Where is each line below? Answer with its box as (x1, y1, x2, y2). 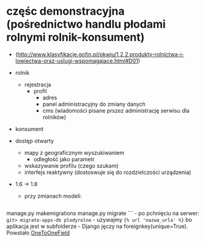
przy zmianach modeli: (24, 192, 82, 200)
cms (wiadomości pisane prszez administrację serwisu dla (42, 107, 190, 114)
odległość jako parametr (33, 155, 95, 163)
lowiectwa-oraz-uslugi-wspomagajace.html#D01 (15, 57, 139, 64)
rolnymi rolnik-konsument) (6, 31, 145, 44)
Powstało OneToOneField (6, 229, 70, 236)
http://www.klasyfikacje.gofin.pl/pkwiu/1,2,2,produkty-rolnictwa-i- (17, 50, 185, 58)
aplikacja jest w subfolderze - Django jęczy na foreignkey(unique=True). (6, 222, 188, 230)
